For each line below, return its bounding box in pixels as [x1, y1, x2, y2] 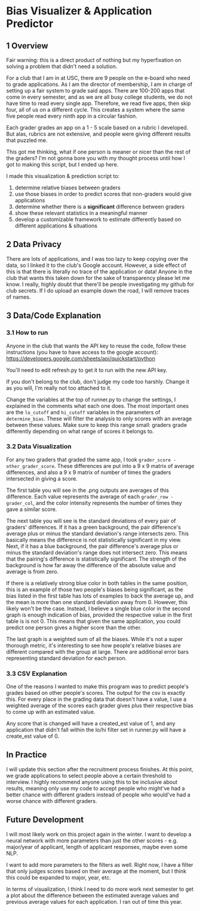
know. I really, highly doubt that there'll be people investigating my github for [6, 281, 195, 288]
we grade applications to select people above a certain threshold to [6, 772, 172, 779]
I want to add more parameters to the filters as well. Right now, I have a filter [6, 861, 193, 868]
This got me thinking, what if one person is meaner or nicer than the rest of [6, 148, 191, 155]
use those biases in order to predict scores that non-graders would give [14, 190, 192, 198]
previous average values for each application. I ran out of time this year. [6, 898, 183, 905]
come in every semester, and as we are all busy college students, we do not [6, 94, 193, 100]
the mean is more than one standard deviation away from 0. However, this [6, 598, 188, 605]
